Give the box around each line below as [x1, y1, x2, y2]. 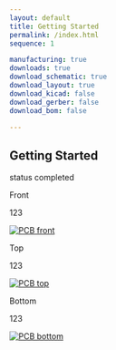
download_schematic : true [9, 72, 107, 82]
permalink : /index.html [9, 30, 100, 39]
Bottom [9, 295, 37, 306]
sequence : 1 [9, 38, 54, 48]
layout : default [9, 13, 71, 23]
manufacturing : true [9, 56, 88, 65]
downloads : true [9, 64, 71, 73]
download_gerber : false [9, 98, 100, 107]
